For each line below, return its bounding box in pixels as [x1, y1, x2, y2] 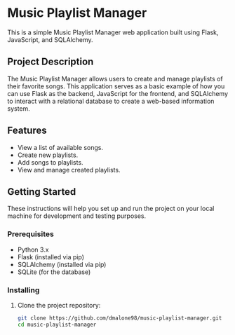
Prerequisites [7, 229, 54, 239]
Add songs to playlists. [17, 158, 83, 166]
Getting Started [7, 186, 76, 198]
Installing [7, 285, 40, 295]
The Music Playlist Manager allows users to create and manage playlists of [7, 74, 223, 83]
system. [7, 104, 30, 113]
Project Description [7, 56, 94, 68]
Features [7, 125, 47, 137]
